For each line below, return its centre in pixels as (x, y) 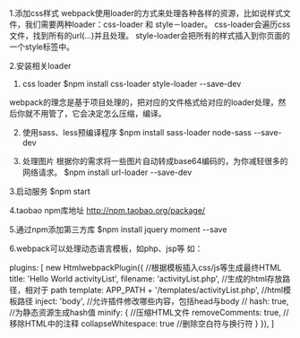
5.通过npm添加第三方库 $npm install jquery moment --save (118, 230)
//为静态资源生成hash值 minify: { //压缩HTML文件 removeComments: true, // (149, 312)
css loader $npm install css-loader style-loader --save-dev (132, 84)
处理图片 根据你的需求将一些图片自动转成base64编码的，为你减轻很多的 (155, 161)
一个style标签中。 (42, 47)
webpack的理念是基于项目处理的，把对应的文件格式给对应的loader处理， (144, 102)
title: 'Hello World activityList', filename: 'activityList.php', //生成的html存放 (146, 279)
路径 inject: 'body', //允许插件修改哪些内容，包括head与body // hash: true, (153, 301)
